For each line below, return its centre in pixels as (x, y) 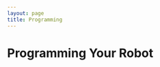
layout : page (26, 13)
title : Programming (35, 20)
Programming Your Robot (80, 53)
